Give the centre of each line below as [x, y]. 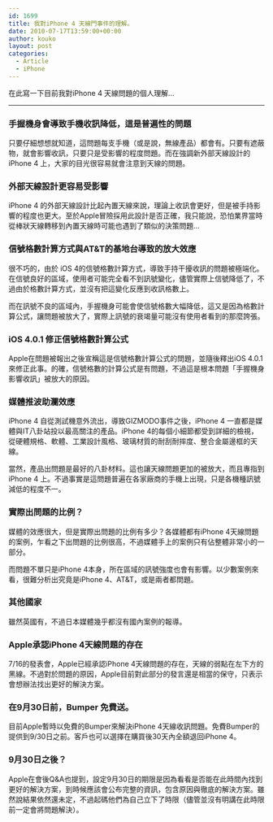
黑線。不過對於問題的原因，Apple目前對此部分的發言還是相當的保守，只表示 [136, 674]
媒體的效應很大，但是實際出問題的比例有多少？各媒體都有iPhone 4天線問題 [134, 531]
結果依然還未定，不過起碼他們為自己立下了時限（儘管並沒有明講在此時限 [143, 799]
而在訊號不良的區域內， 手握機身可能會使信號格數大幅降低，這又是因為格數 [133, 306]
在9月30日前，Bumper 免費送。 [71, 707]
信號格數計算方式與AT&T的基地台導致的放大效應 [102, 249]
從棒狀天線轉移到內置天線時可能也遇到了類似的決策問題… [104, 226]
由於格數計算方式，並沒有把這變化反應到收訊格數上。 [104, 289]
